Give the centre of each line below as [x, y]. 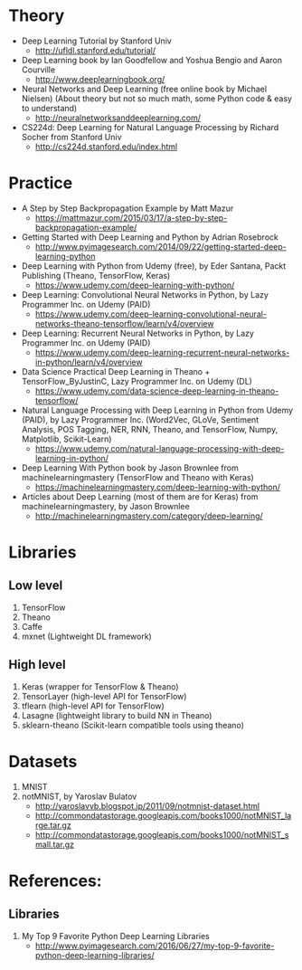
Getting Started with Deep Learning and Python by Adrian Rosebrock [150, 237]
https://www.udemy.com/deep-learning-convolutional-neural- [151, 314]
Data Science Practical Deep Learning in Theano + [116, 371]
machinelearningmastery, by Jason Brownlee [106, 506]
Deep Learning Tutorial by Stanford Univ [97, 41]
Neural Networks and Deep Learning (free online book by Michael [144, 89]
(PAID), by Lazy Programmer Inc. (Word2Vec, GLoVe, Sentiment [140, 419]
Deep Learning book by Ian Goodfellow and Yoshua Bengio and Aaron [151, 60]
